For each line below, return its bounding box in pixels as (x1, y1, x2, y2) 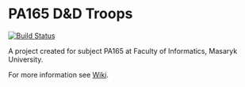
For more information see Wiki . (8, 70, 109, 79)
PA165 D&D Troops (8, 5, 133, 23)
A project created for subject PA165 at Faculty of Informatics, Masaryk (8, 46, 238, 55)
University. (8, 55, 44, 64)
